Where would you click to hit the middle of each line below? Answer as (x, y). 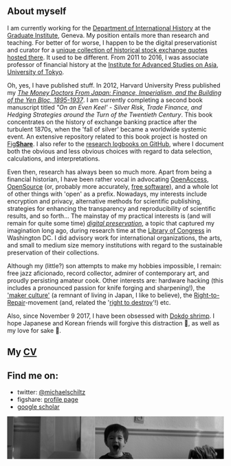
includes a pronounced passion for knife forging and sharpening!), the (107, 287)
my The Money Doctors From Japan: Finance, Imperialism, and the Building (114, 92)
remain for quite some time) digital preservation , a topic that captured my (111, 223)
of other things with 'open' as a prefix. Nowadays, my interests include (107, 194)
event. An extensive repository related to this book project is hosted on (108, 136)
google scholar (38, 407)
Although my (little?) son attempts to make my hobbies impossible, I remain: (114, 265)
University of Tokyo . (36, 72)
